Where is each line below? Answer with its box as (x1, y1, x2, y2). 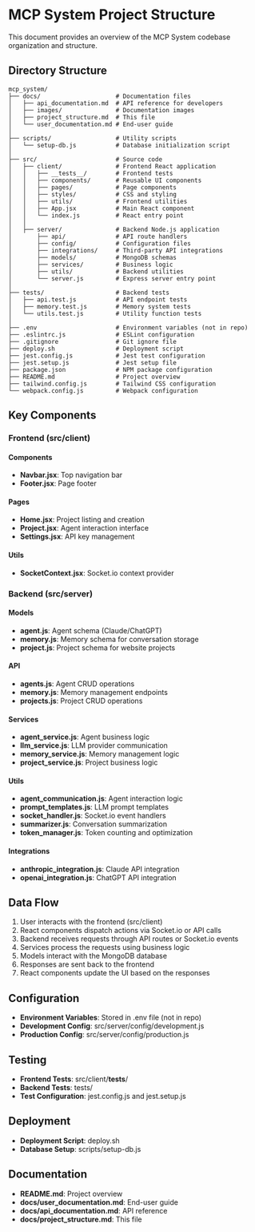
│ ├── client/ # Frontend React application (8, 162, 217, 170)
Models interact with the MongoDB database (19, 951, 168, 961)
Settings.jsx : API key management (19, 531, 135, 542)
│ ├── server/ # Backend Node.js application (8, 225, 220, 233)
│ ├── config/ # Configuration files (8, 239, 192, 248)
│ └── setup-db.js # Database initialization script (8, 141, 230, 149)
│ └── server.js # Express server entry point (8, 274, 217, 282)
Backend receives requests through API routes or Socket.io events (19, 934, 239, 943)
